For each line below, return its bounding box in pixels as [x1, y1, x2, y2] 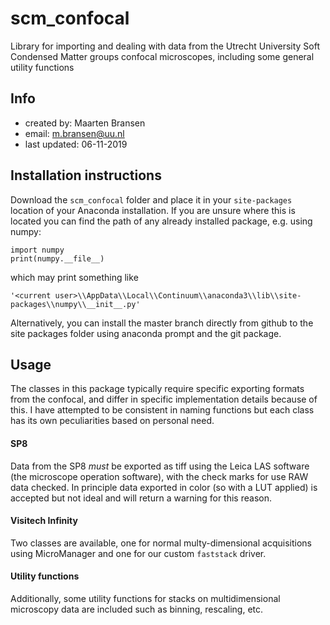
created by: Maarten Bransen [24, 117, 146, 129]
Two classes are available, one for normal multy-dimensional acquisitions [10, 537, 312, 549]
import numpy [10, 245, 65, 255]
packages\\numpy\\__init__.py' [10, 299, 141, 309]
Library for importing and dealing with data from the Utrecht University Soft [10, 40, 321, 52]
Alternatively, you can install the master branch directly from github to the [10, 317, 314, 329]
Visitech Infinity [10, 515, 78, 527]
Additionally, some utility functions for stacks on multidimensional [10, 592, 281, 604]
